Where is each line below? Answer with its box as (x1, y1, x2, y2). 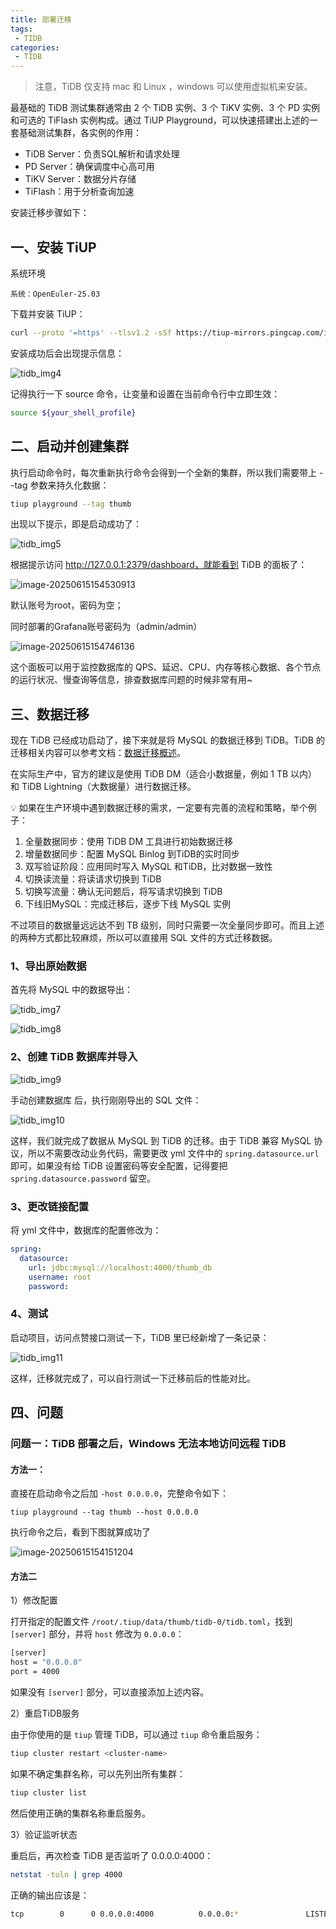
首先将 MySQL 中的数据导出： (10, 984, 134, 996)
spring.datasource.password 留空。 (10, 1172, 157, 1184)
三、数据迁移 (10, 706, 90, 723)
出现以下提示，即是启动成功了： (10, 518, 142, 530)
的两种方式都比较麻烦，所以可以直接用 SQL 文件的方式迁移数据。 (10, 932, 278, 944)
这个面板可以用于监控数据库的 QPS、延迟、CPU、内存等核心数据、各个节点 (10, 661, 322, 673)
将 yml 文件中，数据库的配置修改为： (10, 1224, 162, 1236)
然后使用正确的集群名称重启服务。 (10, 1807, 151, 1819)
